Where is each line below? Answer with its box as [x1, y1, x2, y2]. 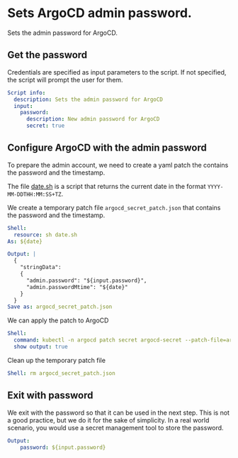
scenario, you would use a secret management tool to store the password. [7, 423, 225, 432]
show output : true [13, 343, 69, 351]
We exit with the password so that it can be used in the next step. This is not [7, 408, 230, 417]
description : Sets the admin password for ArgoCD [13, 96, 163, 103]
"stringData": [20, 264, 62, 271]
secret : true [25, 122, 65, 129]
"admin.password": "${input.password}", [25, 277, 147, 284]
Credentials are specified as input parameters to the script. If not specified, [7, 67, 227, 76]
